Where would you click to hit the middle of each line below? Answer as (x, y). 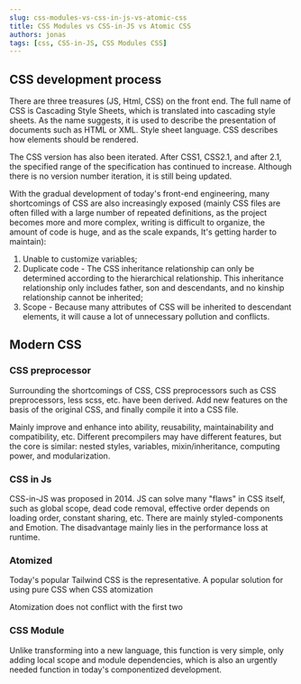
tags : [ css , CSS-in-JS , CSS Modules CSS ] (88, 43)
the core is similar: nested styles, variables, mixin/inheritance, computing (145, 446)
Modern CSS (46, 345)
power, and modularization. (60, 456)
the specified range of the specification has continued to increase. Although (151, 167)
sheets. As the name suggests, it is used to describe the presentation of (143, 120)
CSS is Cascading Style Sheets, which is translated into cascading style (142, 111)
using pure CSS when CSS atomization (81, 590)
